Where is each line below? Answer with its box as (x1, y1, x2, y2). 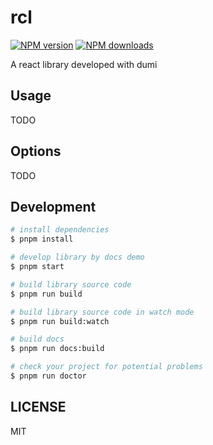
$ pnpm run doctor (10, 371, 87, 381)
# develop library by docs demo (10, 252, 145, 263)
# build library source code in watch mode (10, 307, 195, 317)
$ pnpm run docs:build (10, 344, 105, 354)
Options (10, 143, 62, 160)
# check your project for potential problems (10, 362, 203, 372)
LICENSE (10, 399, 67, 416)
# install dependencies (10, 225, 110, 235)
